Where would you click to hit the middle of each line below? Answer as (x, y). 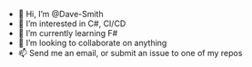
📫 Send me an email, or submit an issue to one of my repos (130, 53)
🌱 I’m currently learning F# (68, 33)
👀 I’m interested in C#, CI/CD (72, 24)
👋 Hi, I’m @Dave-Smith (60, 14)
